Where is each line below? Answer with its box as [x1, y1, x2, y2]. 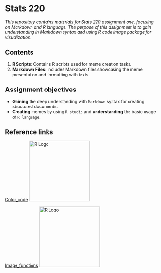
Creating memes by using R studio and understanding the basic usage [12, 108, 156, 114]
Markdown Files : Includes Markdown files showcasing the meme [12, 66, 143, 72]
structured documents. [12, 104, 58, 109]
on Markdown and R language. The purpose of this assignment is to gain [5, 24, 152, 30]
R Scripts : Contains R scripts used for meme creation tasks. [12, 61, 132, 67]
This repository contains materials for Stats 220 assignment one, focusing [5, 19, 154, 25]
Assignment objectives [5, 86, 77, 94]
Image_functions [5, 262, 38, 269]
